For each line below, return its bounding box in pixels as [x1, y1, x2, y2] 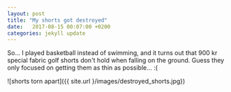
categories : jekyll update [7, 29, 86, 37]
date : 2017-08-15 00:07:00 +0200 [7, 23, 111, 30]
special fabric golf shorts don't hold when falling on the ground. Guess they [7, 56, 225, 65]
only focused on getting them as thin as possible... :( [7, 63, 158, 72]
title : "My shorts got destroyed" [7, 17, 108, 24]
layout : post [7, 10, 45, 17]
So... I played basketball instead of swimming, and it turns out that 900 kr [7, 49, 218, 57]
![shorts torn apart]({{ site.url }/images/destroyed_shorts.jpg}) [7, 77, 186, 86]
